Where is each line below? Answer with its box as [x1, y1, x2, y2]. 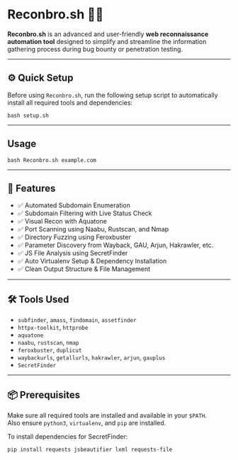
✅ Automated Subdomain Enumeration [17, 201, 131, 209]
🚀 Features [7, 182, 56, 194]
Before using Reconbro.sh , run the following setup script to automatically [7, 91, 218, 99]
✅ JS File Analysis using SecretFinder [17, 249, 128, 258]
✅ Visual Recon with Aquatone [17, 217, 108, 226]
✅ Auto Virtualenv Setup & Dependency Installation [17, 257, 167, 265]
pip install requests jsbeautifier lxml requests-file [7, 446, 173, 453]
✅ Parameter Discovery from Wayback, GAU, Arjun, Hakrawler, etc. [17, 241, 214, 250]
